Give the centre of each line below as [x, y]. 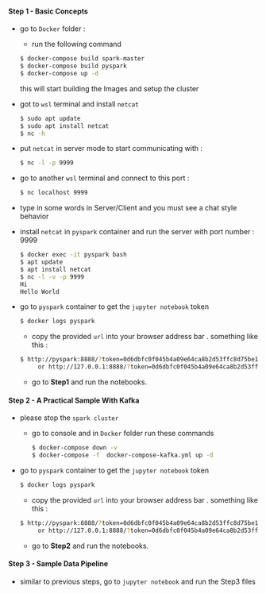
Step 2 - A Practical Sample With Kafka [74, 400]
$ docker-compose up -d [59, 73]
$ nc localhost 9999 [54, 193]
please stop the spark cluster [69, 418]
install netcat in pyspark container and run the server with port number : [137, 232]
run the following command [76, 44]
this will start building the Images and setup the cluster [109, 88]
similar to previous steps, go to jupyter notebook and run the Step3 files [137, 581]
